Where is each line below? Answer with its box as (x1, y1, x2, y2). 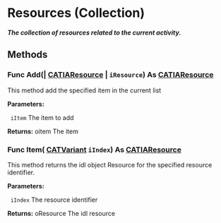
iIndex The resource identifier (10, 195, 98, 204)
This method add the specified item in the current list (7, 86, 162, 95)
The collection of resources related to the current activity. (7, 28, 181, 37)
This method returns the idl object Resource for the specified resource (7, 160, 213, 169)
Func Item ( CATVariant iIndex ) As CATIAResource (7, 145, 181, 155)
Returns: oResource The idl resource (7, 209, 115, 217)
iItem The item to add (10, 113, 74, 121)
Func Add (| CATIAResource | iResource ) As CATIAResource (7, 70, 214, 80)
